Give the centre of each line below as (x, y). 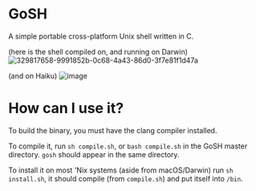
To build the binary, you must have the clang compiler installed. (113, 130)
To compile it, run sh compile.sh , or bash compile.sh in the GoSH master (128, 146)
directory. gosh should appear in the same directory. (94, 154)
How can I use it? (66, 108)
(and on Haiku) (33, 75)
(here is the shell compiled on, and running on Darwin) (98, 51)
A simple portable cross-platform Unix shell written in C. (101, 36)
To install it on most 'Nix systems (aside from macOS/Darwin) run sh (121, 170)
